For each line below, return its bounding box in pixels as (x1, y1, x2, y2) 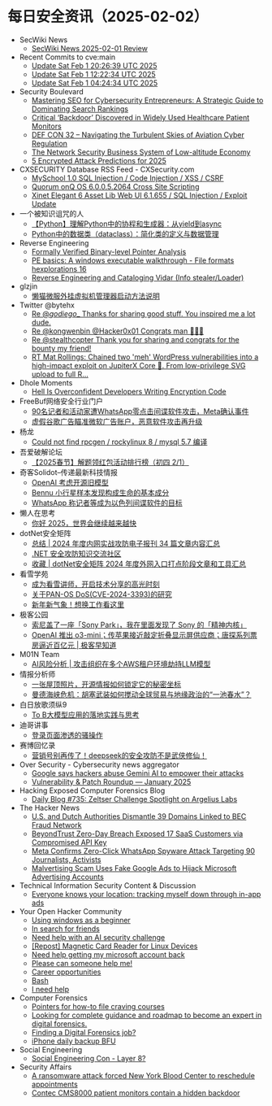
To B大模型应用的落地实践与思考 (31, 709, 140, 720)
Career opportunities (31, 967, 101, 977)
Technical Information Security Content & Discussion (19, 880, 196, 890)
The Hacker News (19, 803, 80, 812)
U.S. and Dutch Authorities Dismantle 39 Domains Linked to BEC (31, 811, 247, 821)
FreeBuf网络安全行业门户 (19, 396, 103, 406)
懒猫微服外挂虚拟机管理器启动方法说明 (31, 290, 160, 301)
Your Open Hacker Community (19, 906, 123, 916)
